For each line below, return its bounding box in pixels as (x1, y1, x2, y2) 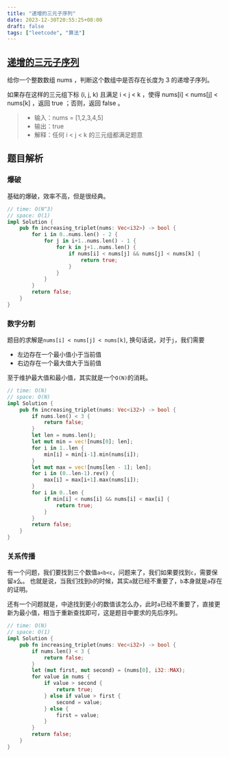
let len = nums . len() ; (32, 432, 97, 439)
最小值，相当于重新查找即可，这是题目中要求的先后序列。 (19, 609, 182, 617)
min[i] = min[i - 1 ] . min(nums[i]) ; (43, 451, 139, 458)
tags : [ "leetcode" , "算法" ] (7, 29, 86, 36)
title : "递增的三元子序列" (7, 10, 76, 17)
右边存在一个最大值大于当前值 (16, 359, 101, 367)
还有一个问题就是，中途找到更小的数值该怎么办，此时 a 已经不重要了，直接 (7, 600, 215, 608)
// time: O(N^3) (7, 205, 53, 213)
